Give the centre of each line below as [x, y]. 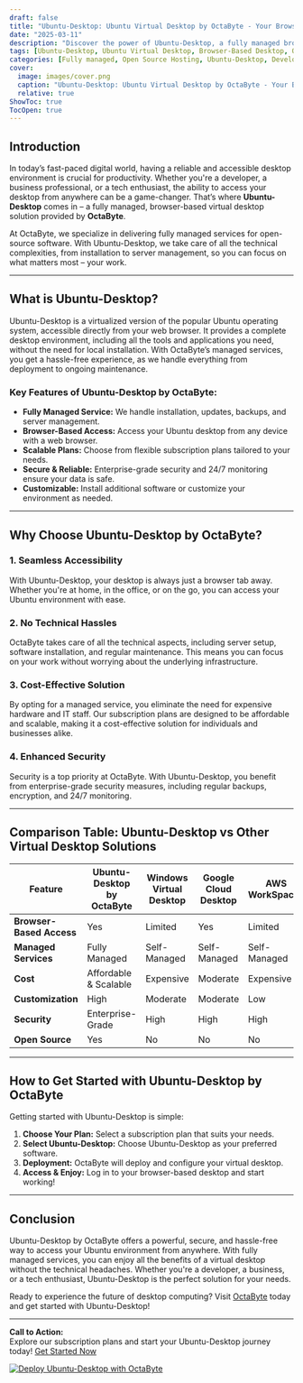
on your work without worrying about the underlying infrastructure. [134, 662]
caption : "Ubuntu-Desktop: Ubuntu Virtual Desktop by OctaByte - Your [153, 85]
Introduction [45, 147]
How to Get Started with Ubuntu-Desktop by [136, 1080]
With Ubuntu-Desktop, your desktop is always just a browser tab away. [141, 580]
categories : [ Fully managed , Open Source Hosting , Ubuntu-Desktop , [139, 60]
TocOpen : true [36, 110]
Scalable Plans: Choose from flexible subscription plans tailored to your [156, 450]
